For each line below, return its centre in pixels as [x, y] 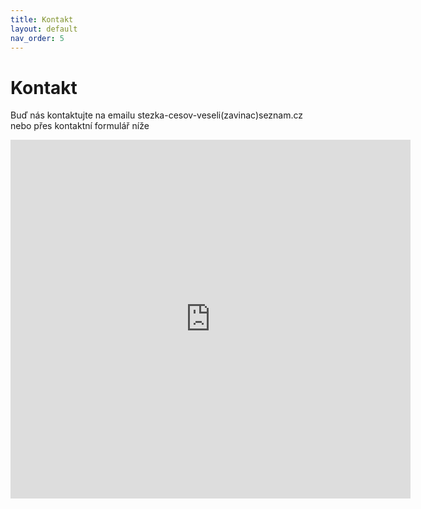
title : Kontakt [42, 19]
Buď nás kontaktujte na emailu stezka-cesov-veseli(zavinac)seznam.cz [157, 115]
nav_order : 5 [37, 38]
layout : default [44, 29]
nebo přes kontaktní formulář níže [80, 126]
